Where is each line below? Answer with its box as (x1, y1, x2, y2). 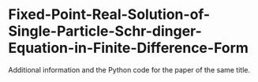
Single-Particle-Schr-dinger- (8, 22, 203, 40)
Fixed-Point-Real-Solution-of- (8, 6, 211, 24)
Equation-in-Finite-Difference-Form (8, 39, 249, 57)
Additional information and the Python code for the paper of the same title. (8, 65, 251, 74)
